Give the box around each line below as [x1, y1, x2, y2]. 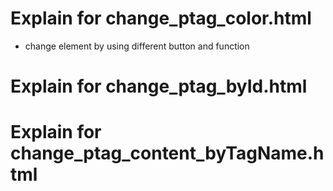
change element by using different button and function [24, 40, 250, 52]
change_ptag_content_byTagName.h [10, 142, 325, 165]
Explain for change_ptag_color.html [10, 7, 312, 30]
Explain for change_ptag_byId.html [10, 75, 308, 98]
